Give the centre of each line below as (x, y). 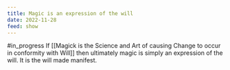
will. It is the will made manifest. (52, 60)
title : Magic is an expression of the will (70, 13)
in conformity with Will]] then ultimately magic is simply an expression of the (115, 53)
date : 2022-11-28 (32, 20)
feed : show (23, 26)
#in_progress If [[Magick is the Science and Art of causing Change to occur (114, 46)
